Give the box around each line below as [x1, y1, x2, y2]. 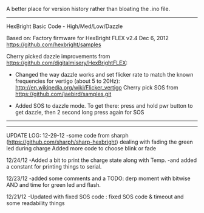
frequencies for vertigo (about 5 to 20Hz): [15, 77, 120, 85]
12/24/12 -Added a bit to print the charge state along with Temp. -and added [6, 156, 197, 164]
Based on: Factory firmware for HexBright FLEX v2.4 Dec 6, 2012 [6, 35, 169, 41]
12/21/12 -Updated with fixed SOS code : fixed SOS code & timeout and [6, 193, 184, 200]
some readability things [6, 200, 65, 206]
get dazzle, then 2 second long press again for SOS [15, 109, 144, 116]
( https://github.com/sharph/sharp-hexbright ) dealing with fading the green [6, 138, 193, 145]
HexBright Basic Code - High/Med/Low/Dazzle [6, 23, 123, 30]
